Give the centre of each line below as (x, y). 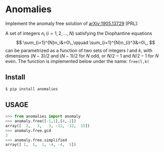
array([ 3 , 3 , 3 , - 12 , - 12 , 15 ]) (48, 126)
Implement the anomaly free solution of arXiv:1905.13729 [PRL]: (72, 23)
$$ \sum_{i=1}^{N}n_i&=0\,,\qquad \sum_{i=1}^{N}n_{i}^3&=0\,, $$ (86, 42)
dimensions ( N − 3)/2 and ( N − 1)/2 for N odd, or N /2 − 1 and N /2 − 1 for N (82, 56)
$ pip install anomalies (32, 89)
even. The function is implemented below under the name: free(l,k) (77, 61)
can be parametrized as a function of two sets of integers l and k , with (79, 50)
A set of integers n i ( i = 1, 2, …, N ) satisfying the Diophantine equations (79, 34)
